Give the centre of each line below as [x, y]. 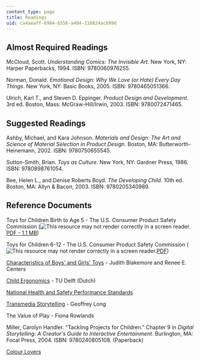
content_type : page [31, 12]
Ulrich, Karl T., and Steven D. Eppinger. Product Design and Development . [98, 98]
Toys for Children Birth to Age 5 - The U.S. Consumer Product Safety [91, 220]
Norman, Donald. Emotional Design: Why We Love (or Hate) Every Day [93, 80]
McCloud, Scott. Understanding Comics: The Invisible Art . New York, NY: [96, 62]
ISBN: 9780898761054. [35, 168]
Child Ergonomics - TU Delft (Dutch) [51, 280]
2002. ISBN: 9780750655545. [74, 150]
